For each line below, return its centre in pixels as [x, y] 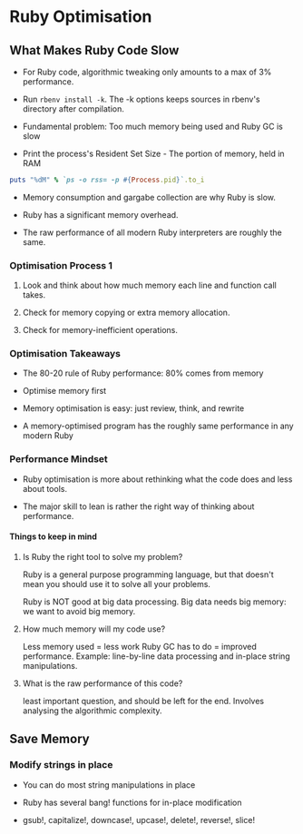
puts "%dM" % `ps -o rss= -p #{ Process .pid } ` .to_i [107, 180]
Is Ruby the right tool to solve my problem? [103, 556]
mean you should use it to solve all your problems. [117, 584]
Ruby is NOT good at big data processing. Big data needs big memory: [154, 602]
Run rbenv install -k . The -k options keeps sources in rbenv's [141, 99]
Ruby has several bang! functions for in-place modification [132, 802]
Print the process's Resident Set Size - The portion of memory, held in [153, 153]
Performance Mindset [59, 459]
